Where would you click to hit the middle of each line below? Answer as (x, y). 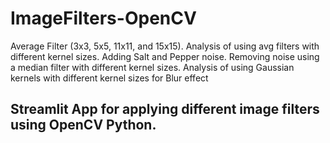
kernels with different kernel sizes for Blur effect (109, 78)
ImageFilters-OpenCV (103, 18)
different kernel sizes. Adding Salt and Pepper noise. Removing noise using (165, 56)
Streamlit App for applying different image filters (165, 109)
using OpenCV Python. (83, 125)
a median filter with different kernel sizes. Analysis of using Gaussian (152, 67)
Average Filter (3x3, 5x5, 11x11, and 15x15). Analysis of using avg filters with (165, 46)
